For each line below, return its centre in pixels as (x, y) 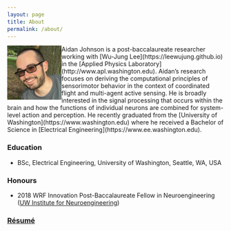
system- (212, 108)
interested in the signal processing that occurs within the (142, 100)
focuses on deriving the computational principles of (135, 78)
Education (25, 148)
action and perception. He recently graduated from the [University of (120, 115)
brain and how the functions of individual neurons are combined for (103, 108)
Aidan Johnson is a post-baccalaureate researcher (133, 49)
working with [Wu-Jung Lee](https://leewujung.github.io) (142, 57)
